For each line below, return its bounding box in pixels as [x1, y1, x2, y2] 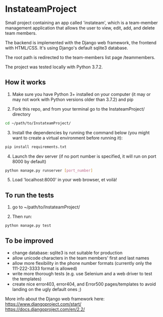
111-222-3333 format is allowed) [12, 265, 77, 271]
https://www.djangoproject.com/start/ [5, 301, 82, 307]
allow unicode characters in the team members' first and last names [12, 255, 149, 261]
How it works [5, 78, 46, 86]
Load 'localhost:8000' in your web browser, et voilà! [12, 177, 117, 183]
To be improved [5, 237, 54, 245]
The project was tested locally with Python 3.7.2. [5, 64, 103, 70]
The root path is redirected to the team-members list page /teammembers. [5, 54, 156, 60]
